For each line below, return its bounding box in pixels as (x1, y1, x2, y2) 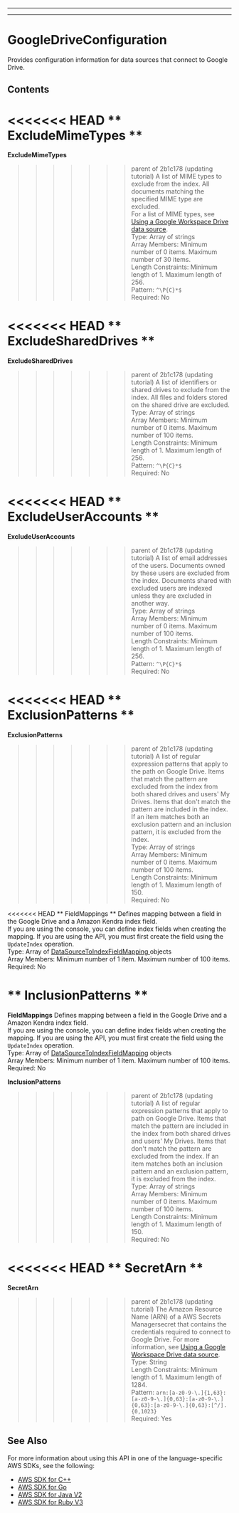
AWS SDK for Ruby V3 (17, 1497, 83, 1506)
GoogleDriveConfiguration (7, 32, 167, 48)
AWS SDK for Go (17, 1482, 68, 1491)
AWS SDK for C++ (17, 1475, 71, 1484)
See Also (7, 1435, 48, 1447)
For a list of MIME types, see (131, 210, 215, 218)
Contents (7, 83, 50, 96)
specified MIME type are (131, 195, 203, 204)
